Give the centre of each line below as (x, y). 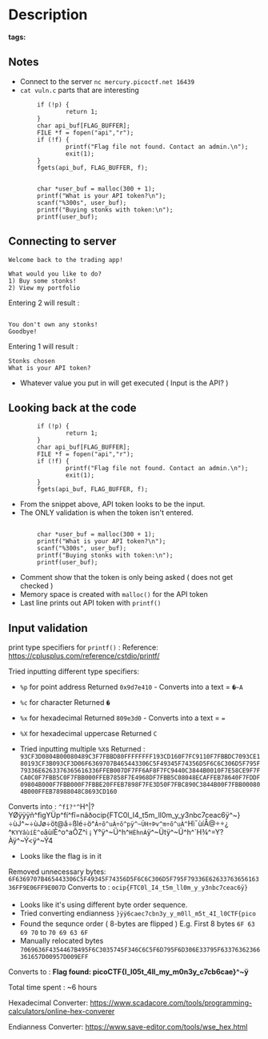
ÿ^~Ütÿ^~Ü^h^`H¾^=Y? (185, 832)
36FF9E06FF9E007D (37, 888)
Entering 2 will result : (44, 303)
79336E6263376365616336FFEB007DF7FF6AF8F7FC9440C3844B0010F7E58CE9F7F (140, 771)
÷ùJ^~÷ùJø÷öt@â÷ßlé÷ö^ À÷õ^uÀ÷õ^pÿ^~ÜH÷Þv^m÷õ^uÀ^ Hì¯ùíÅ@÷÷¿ (118, 824)
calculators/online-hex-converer (62, 1012)
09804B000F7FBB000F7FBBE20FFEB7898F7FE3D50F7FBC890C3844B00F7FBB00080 (140, 785)
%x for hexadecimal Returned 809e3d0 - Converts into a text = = (122, 718)
